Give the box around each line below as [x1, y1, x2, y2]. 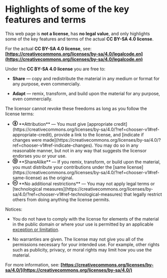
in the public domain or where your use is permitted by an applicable [12, 221, 154, 227]
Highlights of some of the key [5, 3, 130, 15]
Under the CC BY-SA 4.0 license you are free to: [5, 66, 106, 72]
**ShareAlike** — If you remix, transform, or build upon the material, [18, 159, 161, 165]
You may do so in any [94, 142, 139, 148]
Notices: [5, 206, 22, 212]
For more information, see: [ [5, 262, 63, 268]
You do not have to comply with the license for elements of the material [12, 216, 159, 222]
